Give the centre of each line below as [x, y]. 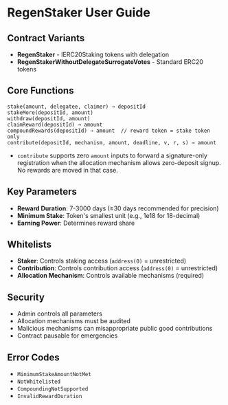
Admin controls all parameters [60, 314]
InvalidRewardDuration [49, 397]
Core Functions [41, 91]
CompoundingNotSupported [53, 389]
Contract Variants [46, 38]
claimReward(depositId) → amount [55, 124]
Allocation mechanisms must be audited [73, 321]
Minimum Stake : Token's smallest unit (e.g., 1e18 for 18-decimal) [109, 215]
